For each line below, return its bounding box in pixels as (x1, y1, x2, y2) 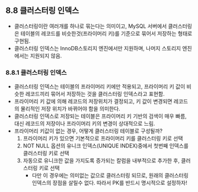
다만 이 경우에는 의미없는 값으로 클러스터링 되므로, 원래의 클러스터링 (31, 172, 189, 179)
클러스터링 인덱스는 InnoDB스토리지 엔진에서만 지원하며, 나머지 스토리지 (14, 44, 181, 52)
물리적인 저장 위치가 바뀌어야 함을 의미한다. (20, 105, 121, 113)
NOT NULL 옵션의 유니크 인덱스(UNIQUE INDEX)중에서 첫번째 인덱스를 (23, 142, 189, 149)
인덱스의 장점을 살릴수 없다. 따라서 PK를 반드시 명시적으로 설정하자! (31, 180, 187, 187)
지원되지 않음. (30, 52, 62, 59)
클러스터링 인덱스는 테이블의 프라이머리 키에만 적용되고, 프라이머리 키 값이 (14, 83, 186, 90)
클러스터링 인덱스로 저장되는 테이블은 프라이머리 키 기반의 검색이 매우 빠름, (14, 113, 187, 120)
